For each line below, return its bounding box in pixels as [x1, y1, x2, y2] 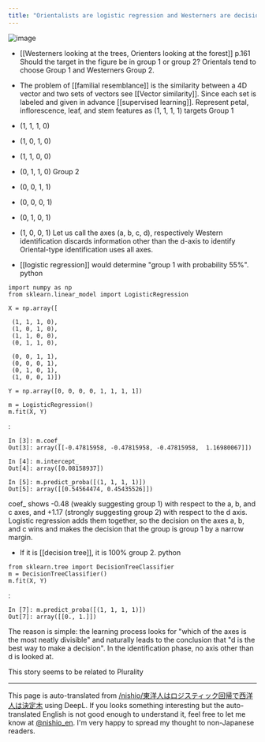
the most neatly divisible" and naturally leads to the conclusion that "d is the [8, 635, 256, 644]
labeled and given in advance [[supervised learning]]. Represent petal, [19, 97, 249, 106]
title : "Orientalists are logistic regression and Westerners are [8, 11, 231, 20]
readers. [8, 726, 35, 736]
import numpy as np [8, 283, 73, 292]
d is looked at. [8, 651, 54, 661]
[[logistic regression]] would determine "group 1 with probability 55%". [19, 259, 249, 269]
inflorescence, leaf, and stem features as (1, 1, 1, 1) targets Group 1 [19, 106, 234, 115]
